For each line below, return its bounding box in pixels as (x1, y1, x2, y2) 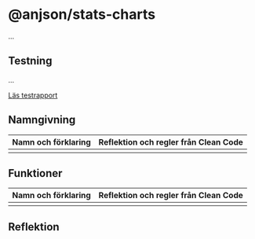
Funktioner (8, 167, 63, 180)
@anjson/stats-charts (8, 6, 155, 24)
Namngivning (8, 113, 76, 127)
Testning (8, 54, 53, 68)
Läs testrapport (8, 90, 58, 100)
